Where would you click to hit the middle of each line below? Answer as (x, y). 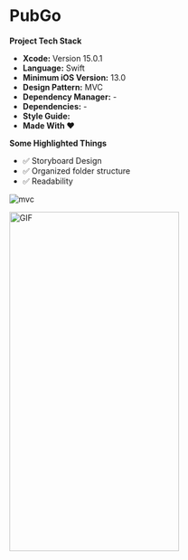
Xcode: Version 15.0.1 (62, 58)
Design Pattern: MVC (63, 87)
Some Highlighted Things (58, 143)
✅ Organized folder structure (76, 171)
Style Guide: (46, 116)
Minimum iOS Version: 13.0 (74, 77)
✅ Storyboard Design (62, 160)
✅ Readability (48, 181)
